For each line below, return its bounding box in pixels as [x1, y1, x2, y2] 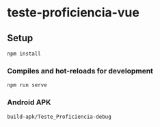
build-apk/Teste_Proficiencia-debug [7, 113, 111, 120]
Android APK [7, 97, 51, 107]
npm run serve [7, 82, 48, 89]
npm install [7, 50, 41, 57]
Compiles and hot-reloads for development [7, 66, 154, 76]
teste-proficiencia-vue [7, 5, 140, 21]
